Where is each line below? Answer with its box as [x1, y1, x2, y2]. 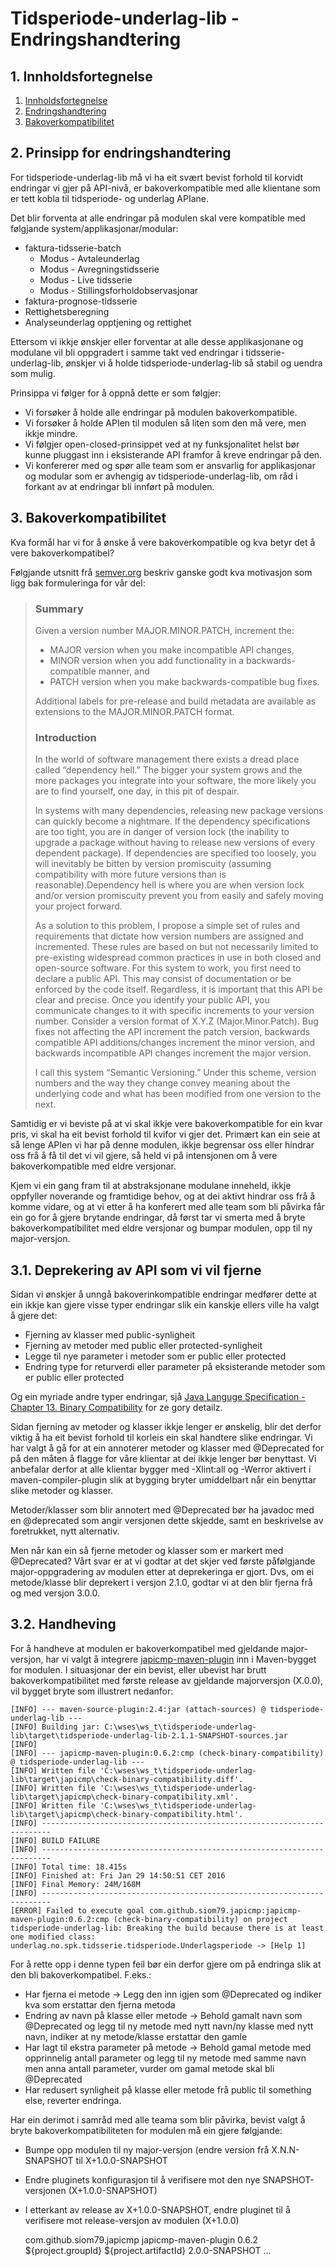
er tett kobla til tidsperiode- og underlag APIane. [10, 192, 210, 204]
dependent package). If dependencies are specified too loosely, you [34, 847, 317, 859]
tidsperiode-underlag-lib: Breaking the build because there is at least [10, 1923, 325, 1933]
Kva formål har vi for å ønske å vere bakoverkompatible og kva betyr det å [10, 536, 316, 548]
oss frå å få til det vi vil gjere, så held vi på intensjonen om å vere [10, 1150, 278, 1162]
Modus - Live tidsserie [39, 273, 133, 286]
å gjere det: [10, 1310, 58, 1322]
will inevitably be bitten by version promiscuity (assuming [34, 858, 272, 870]
